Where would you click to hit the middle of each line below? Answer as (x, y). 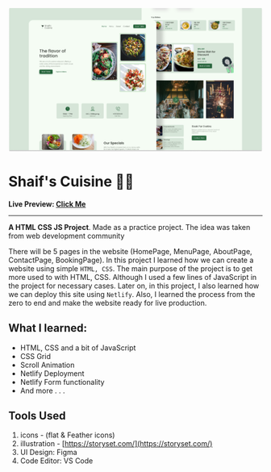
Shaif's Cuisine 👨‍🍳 (71, 181)
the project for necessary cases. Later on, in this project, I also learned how (134, 286)
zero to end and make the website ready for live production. (108, 303)
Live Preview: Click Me (47, 204)
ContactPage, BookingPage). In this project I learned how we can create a (131, 260)
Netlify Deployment (52, 373)
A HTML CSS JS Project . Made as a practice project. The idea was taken (129, 227)
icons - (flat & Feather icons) (67, 435)
